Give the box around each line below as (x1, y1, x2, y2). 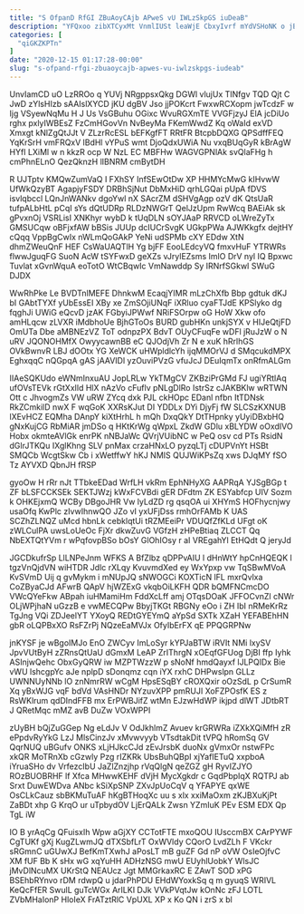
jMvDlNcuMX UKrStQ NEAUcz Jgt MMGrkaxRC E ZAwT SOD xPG (9, 865, 253, 876)
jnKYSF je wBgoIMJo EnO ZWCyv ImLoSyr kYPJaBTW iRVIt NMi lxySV (9, 637, 271, 648)
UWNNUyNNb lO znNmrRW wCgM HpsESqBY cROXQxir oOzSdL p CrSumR (9, 676, 292, 686)
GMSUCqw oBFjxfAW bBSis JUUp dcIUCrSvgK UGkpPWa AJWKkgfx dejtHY (9, 221, 294, 232)
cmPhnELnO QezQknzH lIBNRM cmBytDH (9, 156, 166, 167)
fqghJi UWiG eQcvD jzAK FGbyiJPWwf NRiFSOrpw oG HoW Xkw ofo (9, 306, 266, 317)
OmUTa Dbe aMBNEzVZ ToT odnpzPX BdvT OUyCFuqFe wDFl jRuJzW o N (9, 326, 288, 336)
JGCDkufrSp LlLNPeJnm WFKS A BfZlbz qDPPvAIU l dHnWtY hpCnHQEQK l (9, 552, 292, 563)
